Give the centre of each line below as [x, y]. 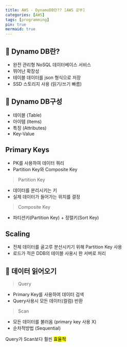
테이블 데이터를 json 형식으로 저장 [47, 77]
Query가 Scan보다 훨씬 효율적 [36, 339]
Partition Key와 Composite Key [45, 169]
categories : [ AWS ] [25, 15]
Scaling [18, 234]
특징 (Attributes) [30, 128]
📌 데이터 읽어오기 [31, 271]
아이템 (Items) [27, 121]
